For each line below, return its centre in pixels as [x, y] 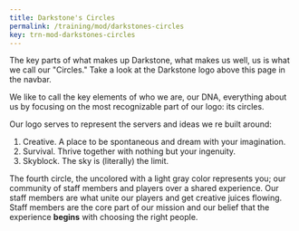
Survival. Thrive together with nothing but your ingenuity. [129, 151]
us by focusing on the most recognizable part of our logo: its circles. [137, 107]
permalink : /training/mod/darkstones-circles [96, 26]
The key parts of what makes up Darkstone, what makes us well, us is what [149, 61]
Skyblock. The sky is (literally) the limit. [96, 161]
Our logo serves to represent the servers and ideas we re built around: [140, 124]
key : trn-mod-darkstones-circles [72, 34]
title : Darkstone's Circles [63, 18]
